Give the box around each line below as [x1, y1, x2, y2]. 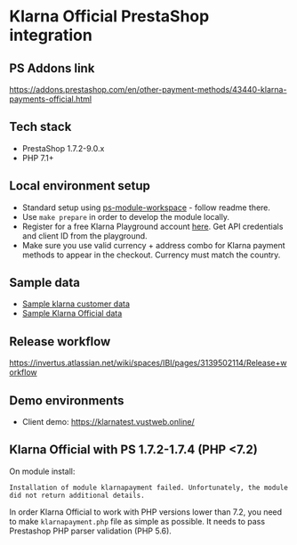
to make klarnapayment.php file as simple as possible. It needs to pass [9, 516, 265, 526]
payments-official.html [9, 94, 92, 104]
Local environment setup [9, 178, 151, 193]
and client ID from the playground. [21, 230, 148, 241]
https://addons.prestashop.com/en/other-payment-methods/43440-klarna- [9, 85, 287, 94]
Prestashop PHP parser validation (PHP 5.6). [9, 525, 172, 536]
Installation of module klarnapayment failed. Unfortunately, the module [9, 483, 289, 492]
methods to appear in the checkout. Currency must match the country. [21, 249, 281, 260]
